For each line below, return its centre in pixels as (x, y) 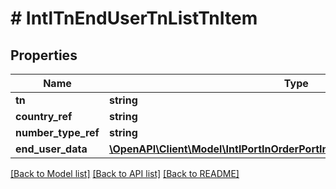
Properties (44, 55)
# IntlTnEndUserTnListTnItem (134, 18)
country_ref (44, 116)
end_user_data (51, 149)
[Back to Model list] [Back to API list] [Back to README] (125, 173)
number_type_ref (57, 132)
